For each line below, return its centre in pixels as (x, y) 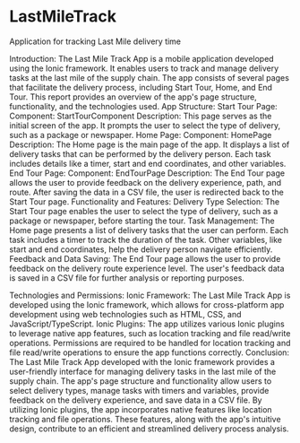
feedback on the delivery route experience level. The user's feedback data (147, 268)
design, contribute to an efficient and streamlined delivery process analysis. (149, 429)
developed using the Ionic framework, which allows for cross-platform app (147, 304)
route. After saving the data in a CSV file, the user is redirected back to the (146, 192)
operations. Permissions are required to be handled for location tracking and (150, 343)
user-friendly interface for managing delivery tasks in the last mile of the (143, 371)
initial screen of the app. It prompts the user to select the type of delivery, (145, 125)
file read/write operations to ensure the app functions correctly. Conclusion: (149, 352)
